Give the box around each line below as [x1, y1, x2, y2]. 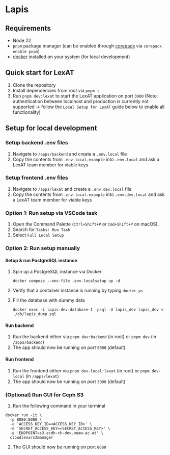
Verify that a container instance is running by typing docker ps [12, 287, 144, 294]
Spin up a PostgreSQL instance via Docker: [12, 269, 103, 275]
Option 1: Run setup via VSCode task [5, 209, 98, 216]
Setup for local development [5, 124, 97, 133]
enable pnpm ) [12, 48, 40, 54]
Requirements [5, 24, 51, 33]
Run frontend [5, 356, 34, 363]
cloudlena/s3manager [10, 435, 53, 440]
